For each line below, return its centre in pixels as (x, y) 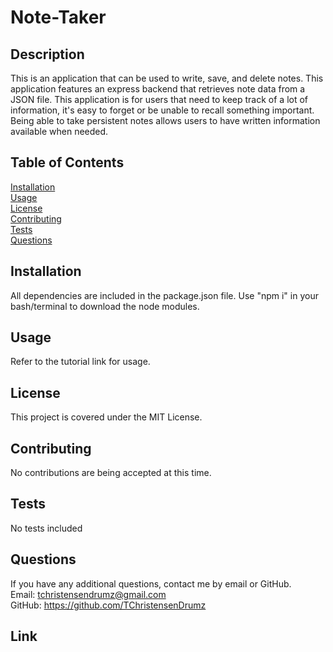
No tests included (46, 528)
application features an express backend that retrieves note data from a (158, 89)
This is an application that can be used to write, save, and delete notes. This (167, 78)
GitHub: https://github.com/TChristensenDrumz (108, 605)
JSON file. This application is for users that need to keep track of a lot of (159, 99)
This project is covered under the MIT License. (106, 417)
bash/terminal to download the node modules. (105, 306)
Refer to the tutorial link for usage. (80, 362)
